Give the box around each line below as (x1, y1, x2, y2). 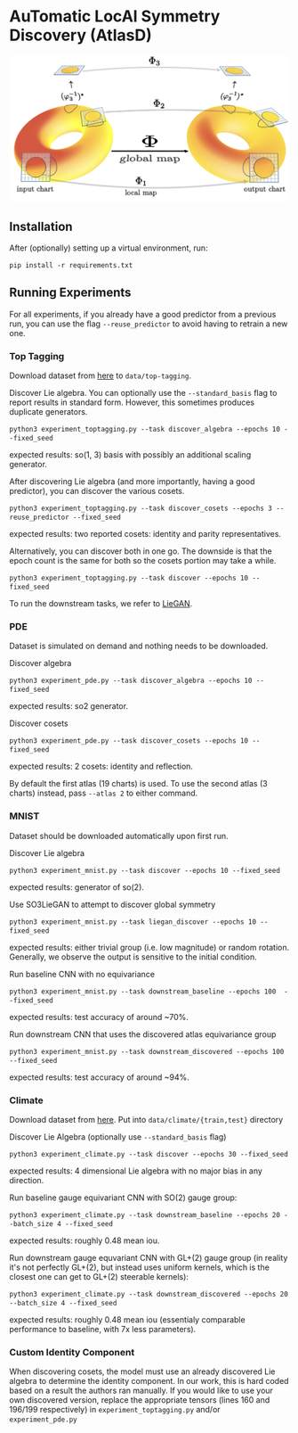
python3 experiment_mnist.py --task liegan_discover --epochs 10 (9, 917, 256, 927)
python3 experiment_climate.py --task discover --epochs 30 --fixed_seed (9, 1150, 289, 1159)
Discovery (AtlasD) (9, 25, 153, 45)
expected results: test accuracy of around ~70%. (9, 1011, 189, 1022)
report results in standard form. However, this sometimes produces (9, 397, 255, 408)
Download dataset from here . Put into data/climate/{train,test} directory (9, 1115, 284, 1125)
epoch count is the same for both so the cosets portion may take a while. (9, 556, 277, 566)
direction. (9, 1175, 44, 1186)
